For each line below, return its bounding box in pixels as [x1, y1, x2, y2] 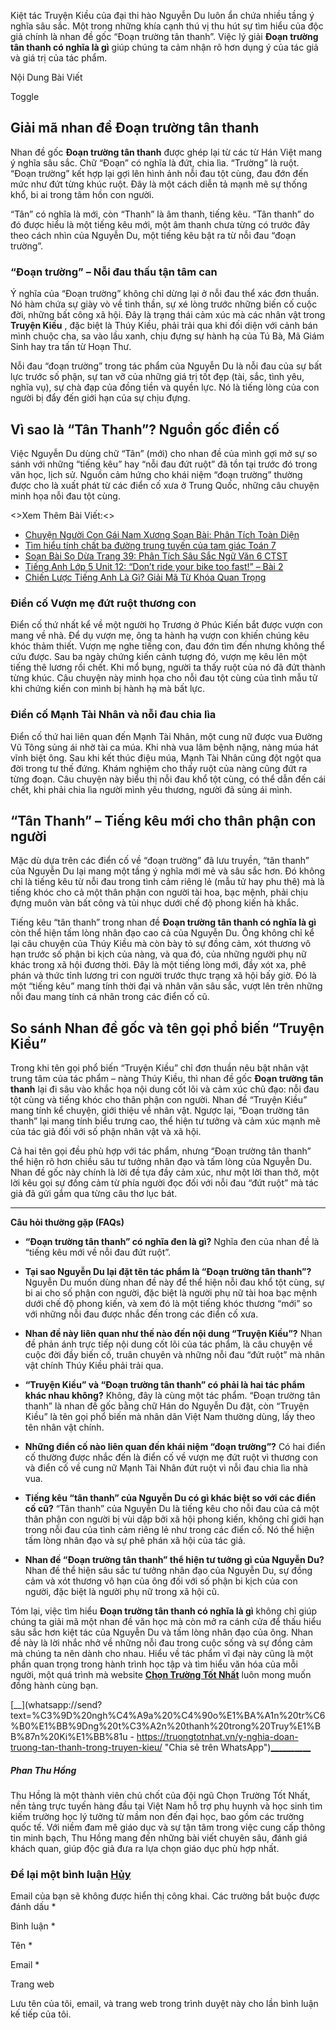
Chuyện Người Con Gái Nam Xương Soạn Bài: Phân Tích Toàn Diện [24, 528, 300, 540]
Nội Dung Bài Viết [10, 71, 83, 83]
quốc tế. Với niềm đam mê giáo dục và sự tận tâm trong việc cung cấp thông [10, 1821, 326, 1834]
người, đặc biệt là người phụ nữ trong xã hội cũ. [24, 1586, 220, 1598]
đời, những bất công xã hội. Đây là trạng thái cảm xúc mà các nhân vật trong [10, 309, 326, 321]
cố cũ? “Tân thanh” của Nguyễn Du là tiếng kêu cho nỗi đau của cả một [24, 1503, 320, 1515]
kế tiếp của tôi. [10, 2008, 72, 2020]
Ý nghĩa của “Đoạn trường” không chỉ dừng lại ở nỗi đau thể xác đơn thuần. [10, 288, 320, 300]
